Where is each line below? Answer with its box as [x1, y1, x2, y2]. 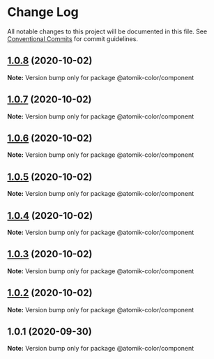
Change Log [7, 4, 79, 20]
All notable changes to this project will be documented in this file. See [7, 27, 208, 36]
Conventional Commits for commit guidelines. [7, 34, 138, 43]
